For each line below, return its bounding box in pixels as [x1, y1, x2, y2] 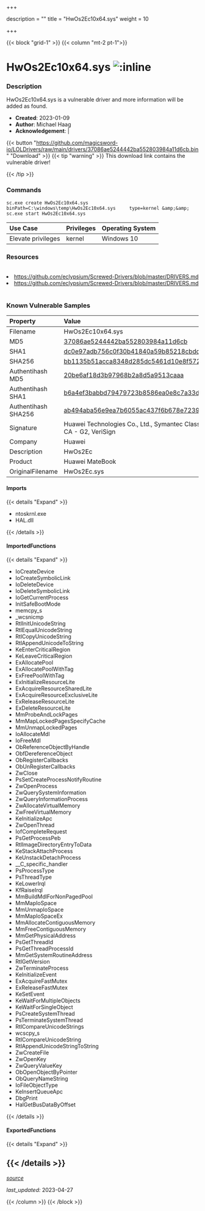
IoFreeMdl [15, 737, 41, 744]
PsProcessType [15, 866, 55, 874]
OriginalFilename [9, 468, 58, 476]
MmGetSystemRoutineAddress [15, 951, 93, 958]
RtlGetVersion [15, 958, 50, 965]
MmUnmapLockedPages [15, 723, 77, 731]
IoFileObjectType [15, 1081, 58, 1089]
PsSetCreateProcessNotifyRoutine [15, 775, 102, 783]
